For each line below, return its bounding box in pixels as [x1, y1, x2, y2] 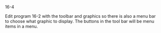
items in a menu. [5, 23, 38, 29]
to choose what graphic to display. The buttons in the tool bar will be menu [5, 19, 154, 24]
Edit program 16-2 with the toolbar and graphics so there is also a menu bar [5, 13, 156, 19]
